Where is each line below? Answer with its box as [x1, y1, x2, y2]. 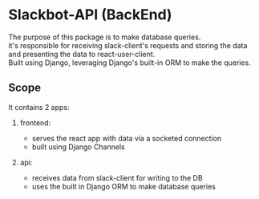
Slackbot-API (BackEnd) [8, 6, 172, 24]
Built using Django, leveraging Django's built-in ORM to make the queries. [8, 58, 251, 67]
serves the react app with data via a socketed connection [31, 133, 222, 143]
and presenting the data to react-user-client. [8, 49, 156, 59]
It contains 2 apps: [8, 102, 70, 112]
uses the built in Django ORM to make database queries [31, 181, 217, 191]
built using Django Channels [31, 142, 126, 152]
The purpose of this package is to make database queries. [8, 32, 201, 42]
